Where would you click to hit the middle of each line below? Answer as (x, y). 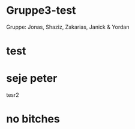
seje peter (32, 79)
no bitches (33, 119)
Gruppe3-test (41, 10)
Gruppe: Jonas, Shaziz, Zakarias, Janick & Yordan (68, 27)
